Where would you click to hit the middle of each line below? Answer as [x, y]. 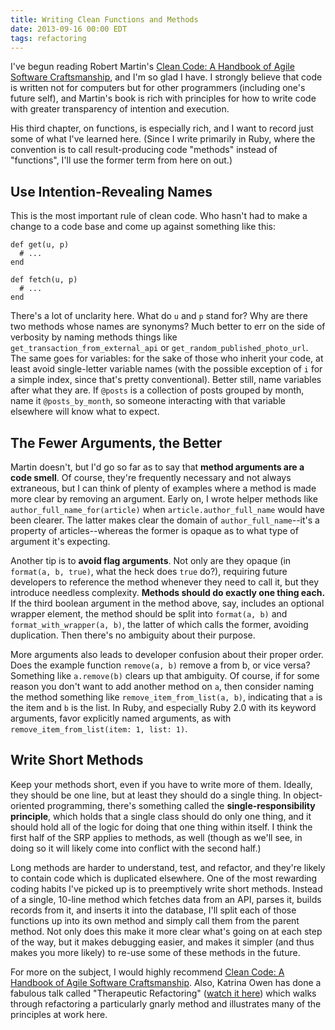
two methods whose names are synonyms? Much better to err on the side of [168, 327]
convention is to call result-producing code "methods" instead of [144, 150]
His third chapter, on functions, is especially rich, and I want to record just [162, 128]
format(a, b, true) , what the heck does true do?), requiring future [149, 571]
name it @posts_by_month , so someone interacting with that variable [148, 401]
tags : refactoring [48, 38]
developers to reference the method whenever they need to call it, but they [165, 582]
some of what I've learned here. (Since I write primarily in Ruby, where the [163, 139]
